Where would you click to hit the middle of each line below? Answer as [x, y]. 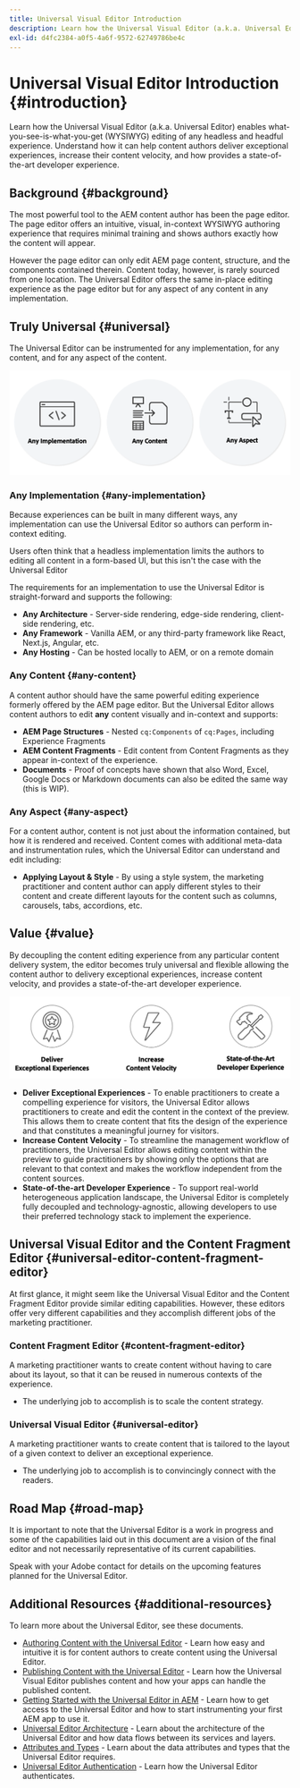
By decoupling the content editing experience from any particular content [144, 955]
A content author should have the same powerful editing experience [134, 695]
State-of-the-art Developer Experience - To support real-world [140, 1187]
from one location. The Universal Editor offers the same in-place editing [141, 280]
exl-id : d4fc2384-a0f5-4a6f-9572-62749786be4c [97, 38]
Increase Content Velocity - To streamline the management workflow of [156, 1140]
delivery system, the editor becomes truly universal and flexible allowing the [149, 964]
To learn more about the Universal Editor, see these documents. [126, 1626]
